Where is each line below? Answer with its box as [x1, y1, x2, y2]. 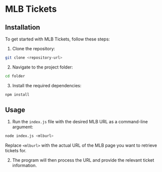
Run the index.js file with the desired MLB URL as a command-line [12, 119, 148, 125]
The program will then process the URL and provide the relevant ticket [12, 157, 155, 163]
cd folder [5, 73, 26, 78]
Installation [5, 23, 40, 32]
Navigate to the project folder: [12, 64, 73, 70]
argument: [12, 124, 33, 130]
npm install [5, 92, 29, 97]
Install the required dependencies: [12, 82, 82, 88]
